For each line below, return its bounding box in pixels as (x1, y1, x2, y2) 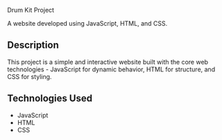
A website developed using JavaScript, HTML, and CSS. (7, 19, 168, 27)
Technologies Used (7, 93, 92, 105)
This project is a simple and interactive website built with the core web (7, 58, 209, 66)
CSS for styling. (7, 72, 52, 80)
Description (7, 40, 59, 51)
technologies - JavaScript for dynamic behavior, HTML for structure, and (7, 65, 216, 73)
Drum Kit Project (7, 6, 54, 14)
